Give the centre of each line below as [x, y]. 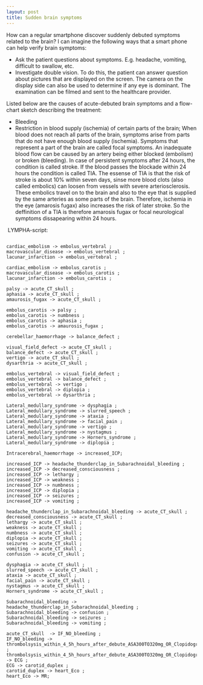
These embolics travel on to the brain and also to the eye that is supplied [105, 192]
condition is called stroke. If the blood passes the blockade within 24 [101, 167]
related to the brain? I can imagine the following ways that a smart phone [97, 41]
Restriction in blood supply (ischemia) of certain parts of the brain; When [106, 128]
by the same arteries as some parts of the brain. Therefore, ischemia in [103, 199]
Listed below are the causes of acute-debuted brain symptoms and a [92, 103]
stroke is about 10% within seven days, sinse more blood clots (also [99, 179]
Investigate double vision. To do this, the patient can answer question [101, 72]
